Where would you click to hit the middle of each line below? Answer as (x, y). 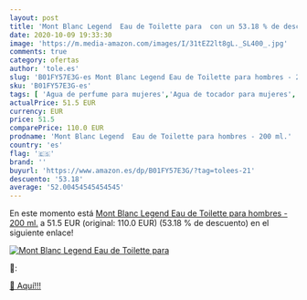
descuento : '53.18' (47, 179)
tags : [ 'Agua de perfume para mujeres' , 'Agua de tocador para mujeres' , (153, 94)
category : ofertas (44, 60)
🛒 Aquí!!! (26, 286)
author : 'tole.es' (44, 69)
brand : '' (28, 162)
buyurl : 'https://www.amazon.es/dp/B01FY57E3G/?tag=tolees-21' (132, 171)
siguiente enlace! (42, 233)
